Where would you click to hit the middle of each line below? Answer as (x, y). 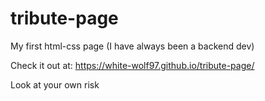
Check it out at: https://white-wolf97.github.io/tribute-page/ (132, 65)
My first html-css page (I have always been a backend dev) (132, 46)
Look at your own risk (55, 84)
